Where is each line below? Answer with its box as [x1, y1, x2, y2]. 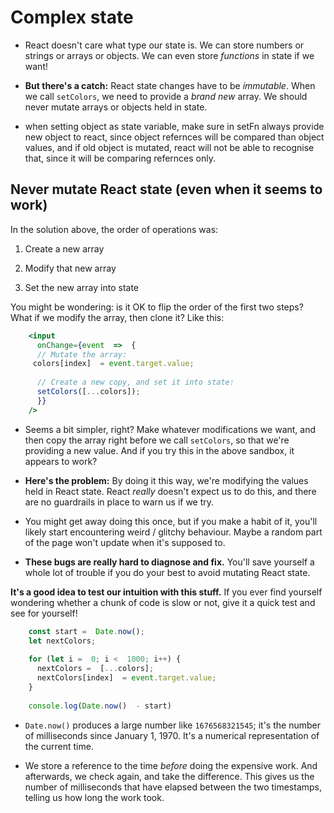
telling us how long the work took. [24, 791, 165, 803]
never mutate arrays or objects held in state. [24, 101, 208, 113]
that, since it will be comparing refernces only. [24, 152, 216, 164]
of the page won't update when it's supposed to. [24, 536, 226, 548]
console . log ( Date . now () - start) [28, 701, 172, 711]
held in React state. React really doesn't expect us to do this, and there [24, 485, 317, 497]
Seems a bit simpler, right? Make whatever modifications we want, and [24, 423, 317, 435]
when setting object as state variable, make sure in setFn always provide [24, 120, 325, 132]
